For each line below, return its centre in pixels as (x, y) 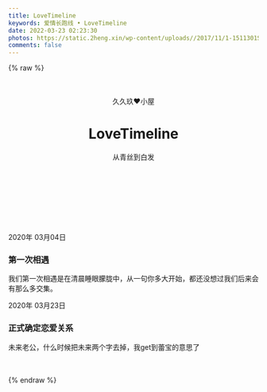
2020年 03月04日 (37, 237)
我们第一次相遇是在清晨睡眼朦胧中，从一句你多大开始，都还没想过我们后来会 (133, 279)
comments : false (35, 45)
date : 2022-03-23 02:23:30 (53, 30)
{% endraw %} (33, 380)
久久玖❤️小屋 (133, 101)
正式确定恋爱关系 (41, 328)
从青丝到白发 (133, 157)
